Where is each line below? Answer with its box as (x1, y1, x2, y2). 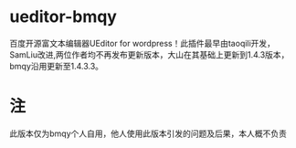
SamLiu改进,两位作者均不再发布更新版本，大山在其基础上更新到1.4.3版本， (9, 48, 290, 60)
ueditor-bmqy (9, 6, 117, 27)
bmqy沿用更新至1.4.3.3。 (9, 60, 103, 71)
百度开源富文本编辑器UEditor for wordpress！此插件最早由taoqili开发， (9, 37, 276, 48)
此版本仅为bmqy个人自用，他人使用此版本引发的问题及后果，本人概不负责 (9, 128, 288, 139)
